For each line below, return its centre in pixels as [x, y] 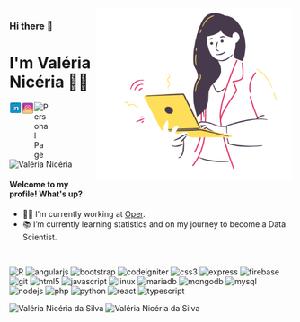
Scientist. [40, 237]
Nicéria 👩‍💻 [49, 82]
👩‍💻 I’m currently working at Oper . [84, 214]
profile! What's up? [46, 194]
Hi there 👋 [31, 26]
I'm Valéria [50, 63]
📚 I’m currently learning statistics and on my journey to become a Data [154, 224]
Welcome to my [39, 185]
